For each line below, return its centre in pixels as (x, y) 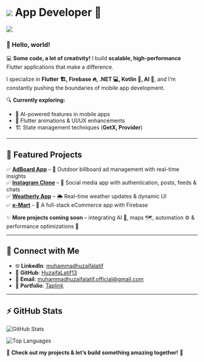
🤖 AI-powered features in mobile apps (63, 114)
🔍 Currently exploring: (36, 100)
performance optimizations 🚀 (42, 226)
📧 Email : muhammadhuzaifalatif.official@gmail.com (79, 279)
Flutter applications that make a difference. (60, 67)
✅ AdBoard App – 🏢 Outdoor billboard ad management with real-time (93, 169)
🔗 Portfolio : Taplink (39, 285)
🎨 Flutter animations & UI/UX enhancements (70, 120)
